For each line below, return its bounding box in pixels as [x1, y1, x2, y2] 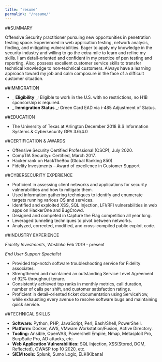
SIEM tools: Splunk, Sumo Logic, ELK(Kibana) [12, 351, 104, 357]
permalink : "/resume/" [5, 12, 51, 16]
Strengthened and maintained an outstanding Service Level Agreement [12, 270, 154, 276]
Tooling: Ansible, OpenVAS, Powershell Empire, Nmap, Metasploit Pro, [12, 331, 152, 336]
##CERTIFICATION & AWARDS [5, 138, 66, 143]
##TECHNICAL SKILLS [5, 311, 50, 316]
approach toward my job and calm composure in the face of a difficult [5, 70, 144, 76]
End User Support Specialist [5, 251, 61, 257]
